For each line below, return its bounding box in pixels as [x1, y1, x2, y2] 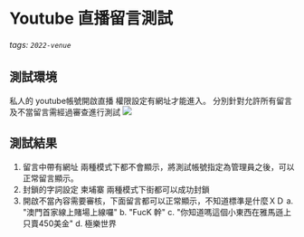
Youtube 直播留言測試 [9, 8, 174, 29]
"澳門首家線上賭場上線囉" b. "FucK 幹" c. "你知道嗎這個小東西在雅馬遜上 [22, 206, 292, 217]
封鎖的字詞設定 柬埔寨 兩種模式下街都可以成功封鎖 [22, 184, 210, 194]
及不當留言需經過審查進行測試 [9, 106, 120, 118]
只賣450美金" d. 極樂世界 [22, 218, 117, 229]
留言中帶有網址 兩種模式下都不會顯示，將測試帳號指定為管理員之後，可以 [22, 161, 295, 172]
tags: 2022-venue [9, 39, 71, 50]
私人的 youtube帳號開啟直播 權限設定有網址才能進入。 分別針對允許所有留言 [9, 95, 292, 106]
